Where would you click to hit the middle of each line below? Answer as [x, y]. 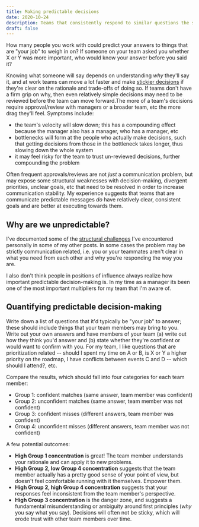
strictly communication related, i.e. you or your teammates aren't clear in [95, 252]
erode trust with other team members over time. [73, 519]
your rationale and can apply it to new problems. [74, 462]
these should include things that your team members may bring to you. [92, 327]
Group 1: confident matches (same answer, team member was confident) [104, 395]
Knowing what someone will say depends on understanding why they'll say [98, 75]
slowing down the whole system [54, 150]
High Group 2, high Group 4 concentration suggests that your [91, 487]
